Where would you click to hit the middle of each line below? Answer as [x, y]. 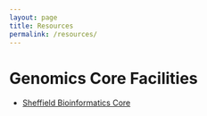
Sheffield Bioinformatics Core [76, 103]
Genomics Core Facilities [103, 78]
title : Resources [41, 26]
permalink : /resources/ [54, 34]
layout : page [33, 17]
